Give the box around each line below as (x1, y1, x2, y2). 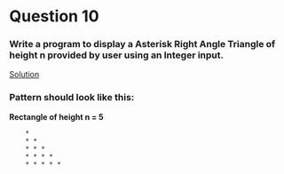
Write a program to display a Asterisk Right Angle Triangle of (9, 38, 276, 51)
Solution (9, 69, 40, 80)
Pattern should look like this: (9, 91, 135, 104)
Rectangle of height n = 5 (9, 111, 104, 122)
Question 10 (9, 6, 99, 27)
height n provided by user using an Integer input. (9, 49, 225, 61)
